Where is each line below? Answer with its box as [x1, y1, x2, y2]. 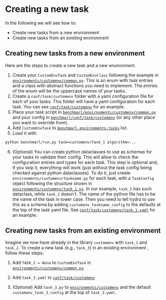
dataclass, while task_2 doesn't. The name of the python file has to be [12, 191, 156, 197]
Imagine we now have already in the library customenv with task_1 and [5, 239, 147, 245]
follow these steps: [5, 250, 44, 256]
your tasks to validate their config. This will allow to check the [12, 154, 139, 160]
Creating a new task [5, 3, 89, 15]
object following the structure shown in [12, 180, 93, 186]
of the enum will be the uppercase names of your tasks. [12, 88, 126, 94]
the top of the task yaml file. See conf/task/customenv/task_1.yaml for [12, 207, 156, 213]
